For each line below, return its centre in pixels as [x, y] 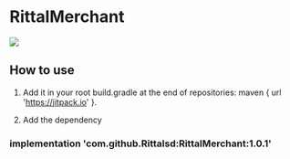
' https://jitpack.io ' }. [60, 101]
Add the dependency [62, 120]
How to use [42, 70]
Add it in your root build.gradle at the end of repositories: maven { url [152, 92]
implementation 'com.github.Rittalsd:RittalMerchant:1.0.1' [140, 143]
